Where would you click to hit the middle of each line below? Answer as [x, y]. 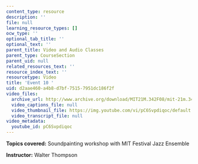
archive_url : [27, 99]
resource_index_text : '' [37, 72]
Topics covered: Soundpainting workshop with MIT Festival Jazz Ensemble [98, 143]
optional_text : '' [29, 45]
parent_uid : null [27, 61]
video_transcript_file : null [47, 116]
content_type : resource [35, 12]
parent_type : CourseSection [41, 55]
